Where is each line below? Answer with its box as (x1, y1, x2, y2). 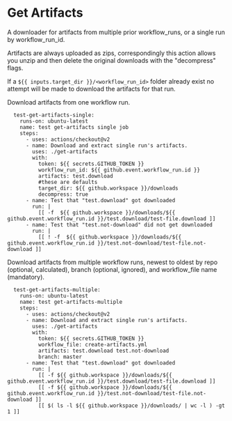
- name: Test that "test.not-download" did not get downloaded (25, 221, 213, 228)
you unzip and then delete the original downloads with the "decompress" (7, 56, 217, 64)
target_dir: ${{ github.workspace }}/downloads (38, 185, 179, 192)
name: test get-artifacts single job (19, 123, 129, 130)
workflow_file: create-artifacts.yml (38, 341, 148, 348)
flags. (7, 63, 24, 72)
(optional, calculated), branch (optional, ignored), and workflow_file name (7, 265, 217, 273)
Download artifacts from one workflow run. (7, 98, 131, 106)
